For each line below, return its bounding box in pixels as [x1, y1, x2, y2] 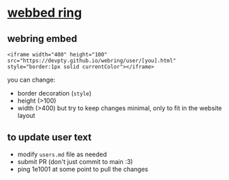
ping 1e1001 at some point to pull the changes [17, 165, 149, 173]
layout [17, 112, 36, 119]
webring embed [7, 33, 77, 45]
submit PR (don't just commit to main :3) [17, 157, 133, 165]
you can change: [7, 75, 56, 84]
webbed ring [7, 5, 82, 21]
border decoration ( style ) [17, 89, 92, 97]
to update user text [7, 131, 92, 144]
